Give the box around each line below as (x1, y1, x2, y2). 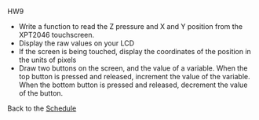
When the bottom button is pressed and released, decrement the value (18, 80, 248, 89)
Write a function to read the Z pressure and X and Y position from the (18, 22, 243, 31)
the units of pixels (18, 55, 77, 64)
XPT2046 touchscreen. (18, 31, 95, 39)
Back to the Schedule (7, 104, 77, 113)
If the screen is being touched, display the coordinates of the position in (18, 47, 252, 56)
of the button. (18, 89, 64, 97)
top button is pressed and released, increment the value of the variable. (18, 72, 250, 81)
